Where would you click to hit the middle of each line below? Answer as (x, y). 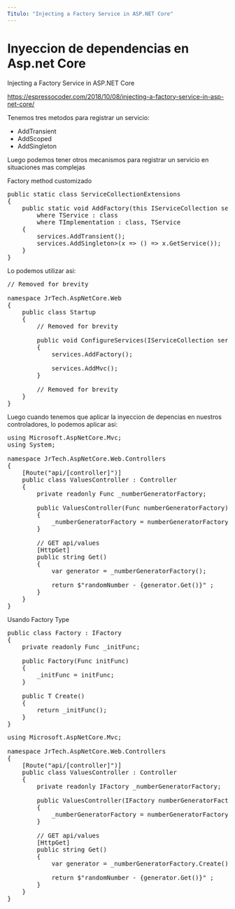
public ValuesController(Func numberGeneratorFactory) (133, 507)
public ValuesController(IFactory (96, 800)
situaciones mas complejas (46, 167)
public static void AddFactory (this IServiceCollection (120, 208)
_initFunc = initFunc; (76, 675)
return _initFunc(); (72, 710)
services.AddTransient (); (81, 236)
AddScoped (35, 138)
